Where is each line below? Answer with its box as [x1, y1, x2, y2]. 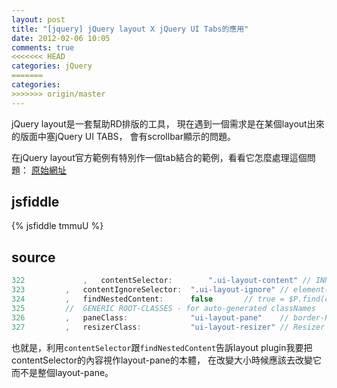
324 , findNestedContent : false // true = [11, 294, 285, 304]
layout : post [11, 14, 66, 25]
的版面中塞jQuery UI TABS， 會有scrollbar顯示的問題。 [11, 130, 236, 142]
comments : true [11, 42, 75, 53]
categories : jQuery [11, 61, 93, 71]
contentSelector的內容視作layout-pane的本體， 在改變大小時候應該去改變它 [11, 354, 322, 366]
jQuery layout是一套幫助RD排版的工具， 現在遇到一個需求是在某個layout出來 [11, 117, 325, 130]
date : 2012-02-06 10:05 [11, 33, 111, 43]
